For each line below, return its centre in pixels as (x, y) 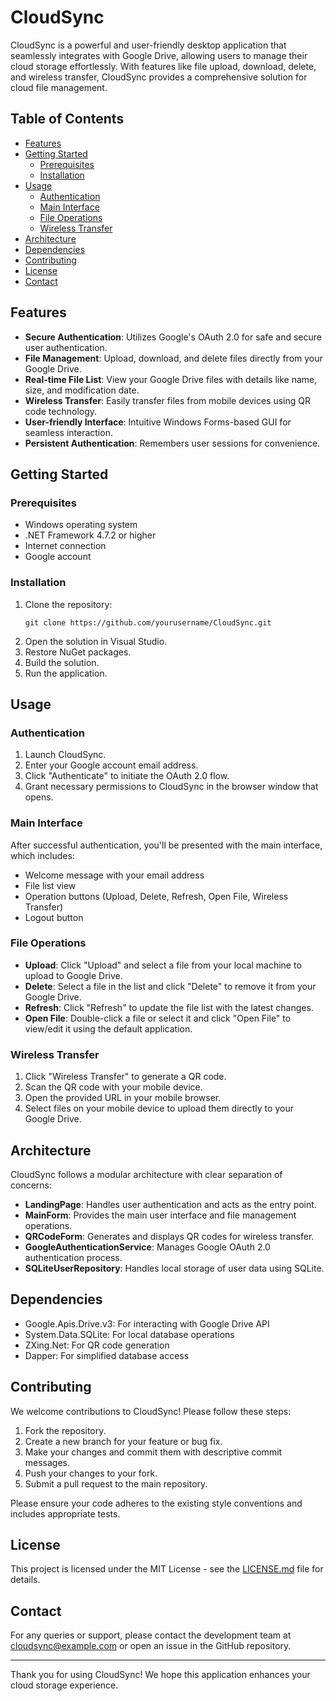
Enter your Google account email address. (111, 765)
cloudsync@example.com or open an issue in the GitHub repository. (151, 1646)
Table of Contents (67, 119)
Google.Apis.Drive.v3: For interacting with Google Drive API (147, 1323)
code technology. (61, 411)
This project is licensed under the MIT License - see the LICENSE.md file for (167, 1569)
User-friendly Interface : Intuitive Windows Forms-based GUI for (158, 422)
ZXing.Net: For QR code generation (97, 1345)
